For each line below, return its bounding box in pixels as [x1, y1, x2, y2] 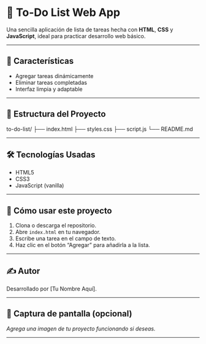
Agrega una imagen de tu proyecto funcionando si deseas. [6, 325, 156, 332]
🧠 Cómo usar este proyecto [6, 205, 112, 216]
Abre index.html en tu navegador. [15, 229, 101, 236]
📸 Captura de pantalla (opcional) [6, 308, 132, 319]
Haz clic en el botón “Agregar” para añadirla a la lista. [15, 241, 150, 249]
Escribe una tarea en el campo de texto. [15, 235, 116, 242]
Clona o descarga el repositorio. [15, 222, 97, 229]
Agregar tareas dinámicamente [15, 72, 94, 79]
